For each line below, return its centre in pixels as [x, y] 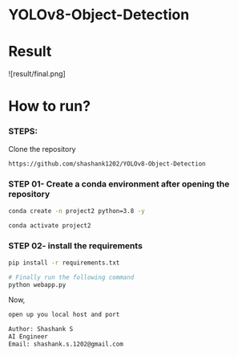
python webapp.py [37, 284]
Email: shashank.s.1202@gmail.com [66, 344]
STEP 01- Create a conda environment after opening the [119, 184]
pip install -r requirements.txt [64, 263]
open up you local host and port [64, 315]
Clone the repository [42, 149]
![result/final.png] [37, 74]
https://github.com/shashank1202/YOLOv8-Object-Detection [107, 164]
